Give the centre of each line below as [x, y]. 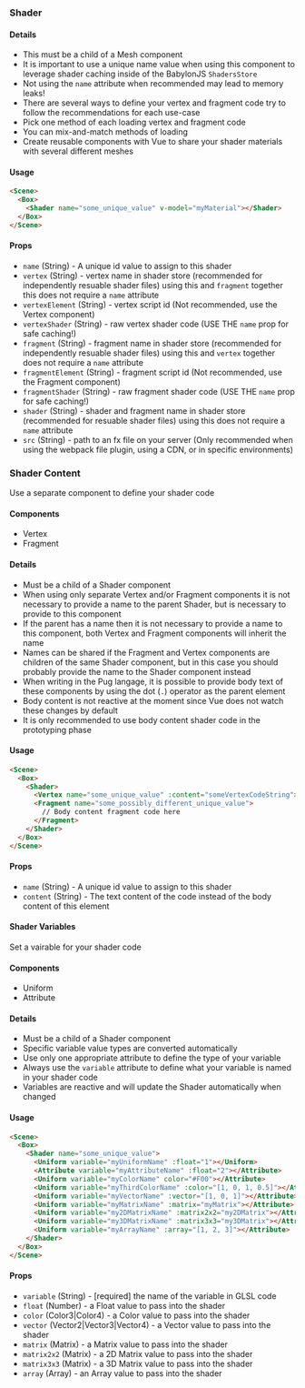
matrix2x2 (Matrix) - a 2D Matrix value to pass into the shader [138, 1353]
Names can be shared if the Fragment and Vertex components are [146, 652]
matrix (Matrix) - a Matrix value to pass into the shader [125, 1344]
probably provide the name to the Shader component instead [137, 671]
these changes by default [70, 710]
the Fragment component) [71, 382]
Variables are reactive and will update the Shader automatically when [152, 1087]
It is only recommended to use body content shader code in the [141, 719]
